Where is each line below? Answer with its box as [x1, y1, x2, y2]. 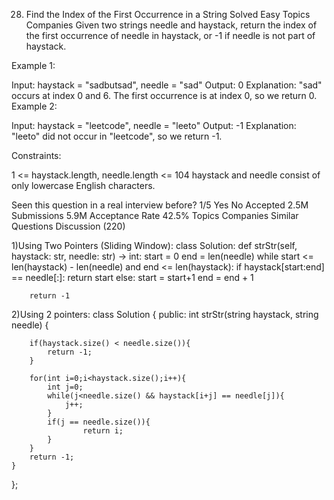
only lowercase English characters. [11, 180, 156, 191]
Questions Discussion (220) [11, 220, 126, 232]
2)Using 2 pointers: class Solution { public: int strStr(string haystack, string [11, 309, 319, 320]
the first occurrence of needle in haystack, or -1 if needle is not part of [25, 30, 316, 41]
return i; [82, 426, 124, 436]
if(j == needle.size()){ [47, 417, 151, 427]
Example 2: [11, 100, 58, 112]
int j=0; [47, 382, 84, 392]
